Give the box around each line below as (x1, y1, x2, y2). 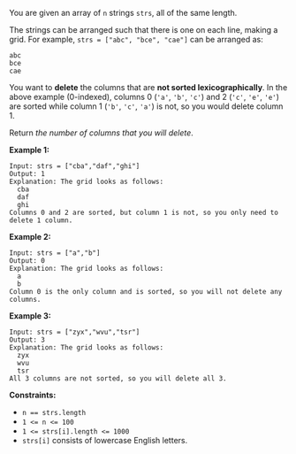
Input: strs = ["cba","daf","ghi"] (9, 162, 140, 171)
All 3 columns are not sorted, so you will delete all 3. (9, 374, 227, 383)
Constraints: (9, 389, 57, 400)
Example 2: (9, 232, 51, 242)
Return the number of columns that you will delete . (9, 127, 194, 138)
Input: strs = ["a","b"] (9, 249, 101, 258)
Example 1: (9, 145, 50, 155)
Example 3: (9, 311, 51, 321)
